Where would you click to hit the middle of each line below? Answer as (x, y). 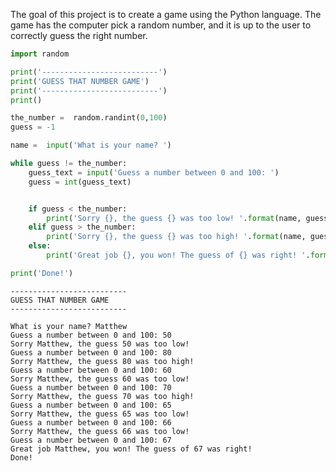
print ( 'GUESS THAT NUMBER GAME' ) (80, 81)
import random (40, 54)
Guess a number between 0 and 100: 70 (91, 387)
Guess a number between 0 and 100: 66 (91, 422)
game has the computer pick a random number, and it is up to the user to (161, 25)
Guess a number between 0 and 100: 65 (91, 405)
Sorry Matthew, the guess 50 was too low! (100, 344)
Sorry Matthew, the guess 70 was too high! (102, 396)
